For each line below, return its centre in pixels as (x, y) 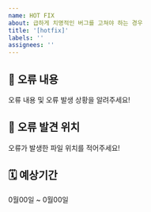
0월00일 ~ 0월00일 (38, 199)
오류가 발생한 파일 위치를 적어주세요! (64, 148)
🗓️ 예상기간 (33, 175)
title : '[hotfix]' (38, 30)
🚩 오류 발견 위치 (44, 127)
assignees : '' (32, 45)
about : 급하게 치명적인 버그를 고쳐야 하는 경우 (75, 23)
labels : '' (26, 38)
